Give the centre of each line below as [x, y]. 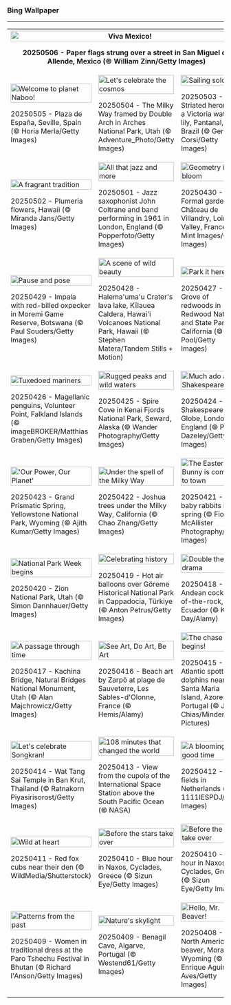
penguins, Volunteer [43, 406]
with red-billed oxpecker [51, 306]
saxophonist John [127, 201]
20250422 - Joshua [132, 497]
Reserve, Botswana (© [47, 323]
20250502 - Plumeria [47, 201]
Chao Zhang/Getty [128, 523]
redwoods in [201, 306]
